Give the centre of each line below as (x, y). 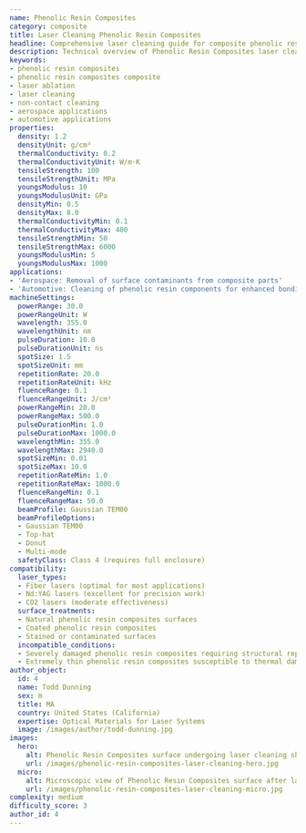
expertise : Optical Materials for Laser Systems (112, 721)
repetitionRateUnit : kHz (65, 382)
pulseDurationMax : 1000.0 (67, 433)
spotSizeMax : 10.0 (53, 467)
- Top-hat (36, 535)
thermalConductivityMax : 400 (73, 230)
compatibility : (38, 569)
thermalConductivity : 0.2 (67, 153)
